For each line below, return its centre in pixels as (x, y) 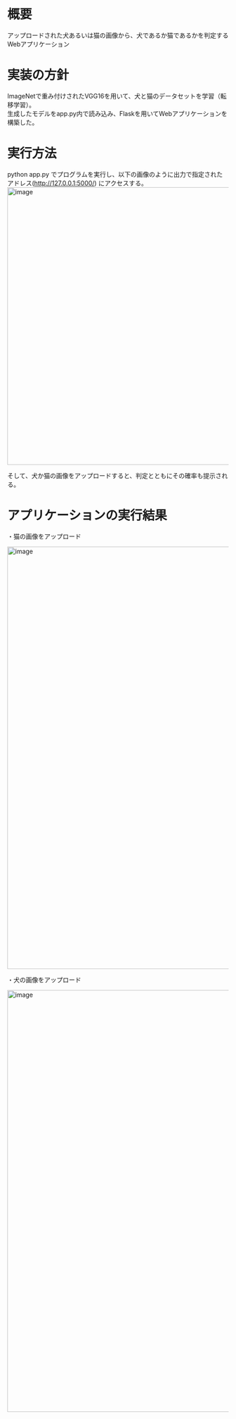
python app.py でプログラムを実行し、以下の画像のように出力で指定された (115, 174)
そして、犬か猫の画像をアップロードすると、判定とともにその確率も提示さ (115, 475)
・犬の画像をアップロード (44, 980)
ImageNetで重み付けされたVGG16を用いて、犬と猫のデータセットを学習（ (114, 96)
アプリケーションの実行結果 (87, 515)
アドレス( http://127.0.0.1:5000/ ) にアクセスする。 (77, 183)
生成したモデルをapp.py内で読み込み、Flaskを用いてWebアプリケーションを (117, 113)
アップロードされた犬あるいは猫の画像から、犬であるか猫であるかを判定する (118, 35)
